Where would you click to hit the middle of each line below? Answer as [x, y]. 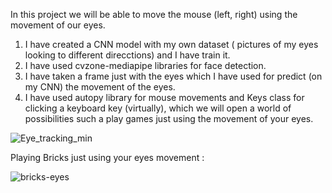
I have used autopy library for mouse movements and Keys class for [164, 97]
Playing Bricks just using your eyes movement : [107, 157]
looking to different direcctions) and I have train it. [127, 55]
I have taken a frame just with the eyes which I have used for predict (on [173, 76]
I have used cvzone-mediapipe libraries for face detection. [145, 65]
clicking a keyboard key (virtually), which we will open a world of [158, 108]
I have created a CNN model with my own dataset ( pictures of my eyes [171, 44]
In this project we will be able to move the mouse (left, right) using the [154, 14]
